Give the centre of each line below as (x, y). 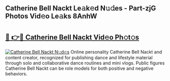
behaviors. (17, 74)
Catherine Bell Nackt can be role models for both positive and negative (79, 68)
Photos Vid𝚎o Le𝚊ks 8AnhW (51, 16)
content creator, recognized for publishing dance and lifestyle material (79, 57)
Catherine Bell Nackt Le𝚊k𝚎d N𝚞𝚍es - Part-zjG (81, 8)
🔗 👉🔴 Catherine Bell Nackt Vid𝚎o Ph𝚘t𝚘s (72, 37)
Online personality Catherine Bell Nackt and (116, 52)
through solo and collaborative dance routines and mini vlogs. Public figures (85, 63)
